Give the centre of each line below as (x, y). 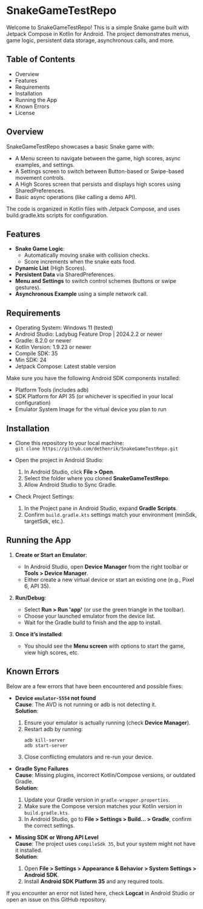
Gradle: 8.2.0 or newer (43, 341)
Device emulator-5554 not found (55, 698)
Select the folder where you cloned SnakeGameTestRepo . (97, 478)
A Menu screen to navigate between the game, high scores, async (98, 158)
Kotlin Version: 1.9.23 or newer (53, 347)
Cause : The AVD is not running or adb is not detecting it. (85, 704)
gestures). (28, 288)
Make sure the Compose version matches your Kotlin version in (103, 806)
